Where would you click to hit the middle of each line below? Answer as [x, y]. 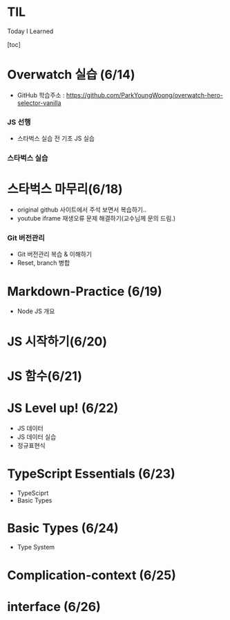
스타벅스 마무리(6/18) [65, 189]
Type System [36, 547]
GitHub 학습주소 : [41, 95]
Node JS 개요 [36, 311]
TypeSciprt [33, 493]
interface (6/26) [54, 607]
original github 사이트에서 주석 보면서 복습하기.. [82, 210]
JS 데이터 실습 [37, 437]
